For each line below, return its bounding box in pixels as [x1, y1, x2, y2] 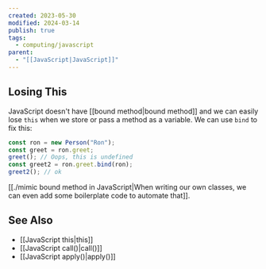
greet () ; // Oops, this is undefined [8, 153, 133, 161]
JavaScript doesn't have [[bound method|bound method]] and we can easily [8, 106, 259, 116]
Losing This [8, 85, 67, 99]
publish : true [8, 26, 56, 34]
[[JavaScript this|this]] [19, 235, 94, 244]
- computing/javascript [15, 41, 94, 49]
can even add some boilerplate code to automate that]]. [8, 191, 191, 201]
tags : [8, 33, 26, 42]
